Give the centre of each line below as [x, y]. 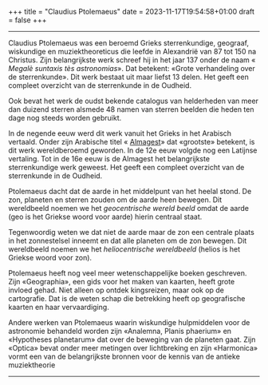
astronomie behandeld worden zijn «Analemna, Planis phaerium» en [120, 331]
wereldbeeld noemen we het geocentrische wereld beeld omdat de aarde [129, 208]
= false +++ [28, 20]
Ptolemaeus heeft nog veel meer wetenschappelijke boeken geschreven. [128, 273]
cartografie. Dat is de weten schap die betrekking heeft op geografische [127, 298]
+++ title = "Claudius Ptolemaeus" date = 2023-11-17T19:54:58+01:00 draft [132, 12]
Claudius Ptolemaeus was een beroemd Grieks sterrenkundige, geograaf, [129, 43]
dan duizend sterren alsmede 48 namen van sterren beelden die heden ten [131, 109]
